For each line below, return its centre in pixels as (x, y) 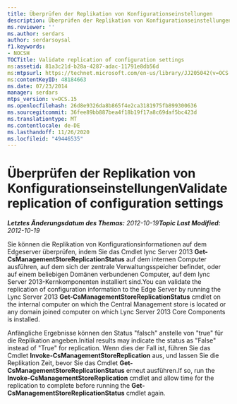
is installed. (24, 319)
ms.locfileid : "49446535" (45, 138)
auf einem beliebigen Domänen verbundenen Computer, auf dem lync (109, 274)
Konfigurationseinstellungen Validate (117, 189)
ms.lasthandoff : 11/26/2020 (49, 132)
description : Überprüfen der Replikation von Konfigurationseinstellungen (120, 20)
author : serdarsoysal (39, 40)
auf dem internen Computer (166, 259)
